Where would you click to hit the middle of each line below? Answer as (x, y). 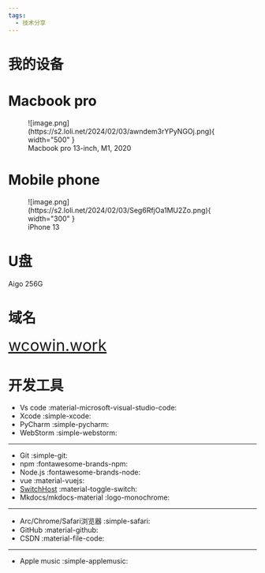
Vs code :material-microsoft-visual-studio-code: (98, 408)
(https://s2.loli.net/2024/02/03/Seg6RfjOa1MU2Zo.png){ (119, 210)
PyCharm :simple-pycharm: (64, 425)
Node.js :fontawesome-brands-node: (80, 472)
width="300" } (52, 219)
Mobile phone (54, 180)
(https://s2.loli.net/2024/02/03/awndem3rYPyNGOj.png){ (121, 131)
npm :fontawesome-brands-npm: (74, 464)
